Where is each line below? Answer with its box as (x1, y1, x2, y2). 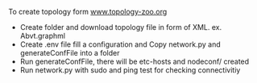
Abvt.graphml (19, 31, 66, 40)
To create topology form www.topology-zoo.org (8, 7, 168, 16)
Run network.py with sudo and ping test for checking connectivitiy (19, 65, 241, 75)
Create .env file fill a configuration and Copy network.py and (19, 39, 221, 49)
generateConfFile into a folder (19, 48, 120, 57)
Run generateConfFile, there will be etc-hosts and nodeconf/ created (19, 56, 250, 66)
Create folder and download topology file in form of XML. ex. (19, 23, 222, 31)
